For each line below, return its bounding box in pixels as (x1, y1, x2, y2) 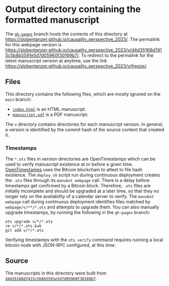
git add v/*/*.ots (5, 228, 44, 233)
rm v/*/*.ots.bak (5, 224, 42, 229)
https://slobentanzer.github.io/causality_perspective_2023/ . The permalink (5, 36, 160, 42)
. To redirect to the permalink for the (78, 52, 154, 58)
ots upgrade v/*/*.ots (5, 219, 53, 225)
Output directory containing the (5, 4, 141, 15)
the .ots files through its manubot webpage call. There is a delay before (5, 177, 150, 183)
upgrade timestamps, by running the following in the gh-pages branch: (5, 209, 150, 216)
